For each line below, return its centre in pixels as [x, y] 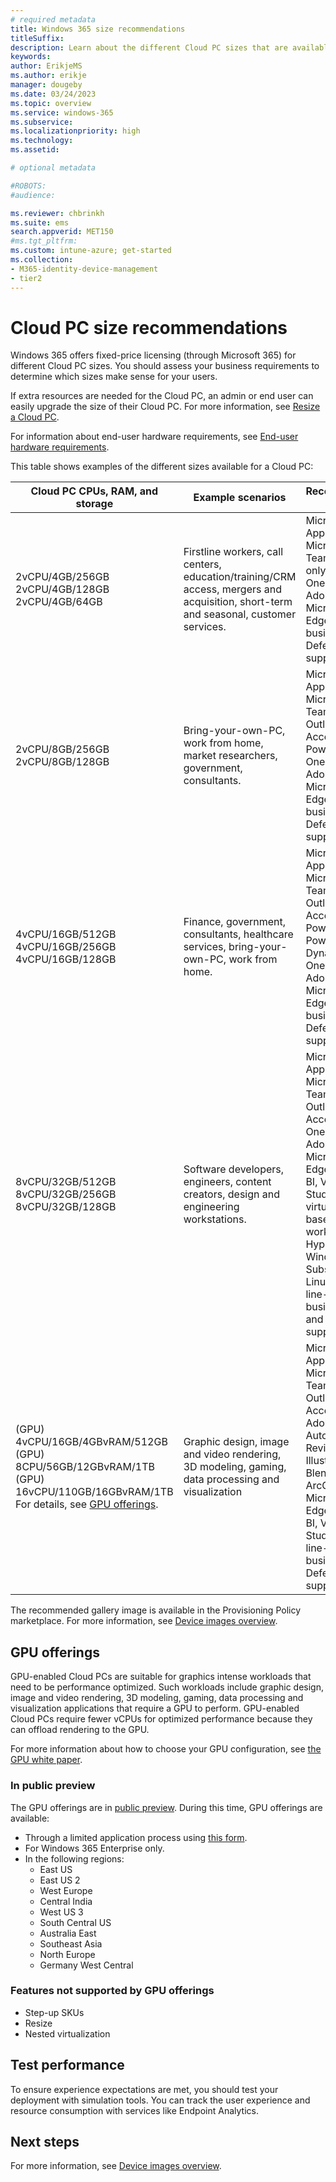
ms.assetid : [35, 150]
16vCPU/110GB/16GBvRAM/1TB [94, 1492]
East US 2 [60, 1880]
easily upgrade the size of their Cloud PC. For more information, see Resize [165, 407]
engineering [211, 1207]
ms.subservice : [42, 122]
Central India [66, 1901]
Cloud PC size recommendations [149, 327]
